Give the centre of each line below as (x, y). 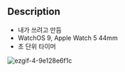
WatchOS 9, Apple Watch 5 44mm (68, 38)
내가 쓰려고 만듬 (39, 30)
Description (34, 12)
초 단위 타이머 (37, 46)
